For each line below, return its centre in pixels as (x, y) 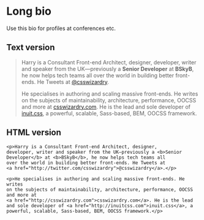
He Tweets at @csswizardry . (73, 82)
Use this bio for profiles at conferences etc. (61, 28)
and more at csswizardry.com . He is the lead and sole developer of (106, 107)
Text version (31, 47)
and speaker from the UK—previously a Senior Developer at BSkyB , (108, 69)
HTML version (34, 133)
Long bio (29, 11)
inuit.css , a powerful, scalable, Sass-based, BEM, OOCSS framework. (109, 113)
